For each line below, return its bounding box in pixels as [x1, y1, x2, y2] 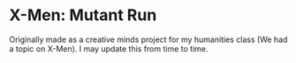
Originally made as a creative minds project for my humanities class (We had [9, 34, 288, 45]
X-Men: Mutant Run [9, 5, 157, 25]
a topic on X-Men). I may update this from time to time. [9, 43, 209, 53]
